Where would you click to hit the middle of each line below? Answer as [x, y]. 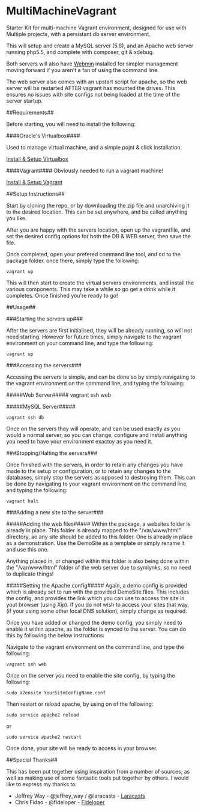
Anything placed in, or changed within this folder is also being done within [97, 561]
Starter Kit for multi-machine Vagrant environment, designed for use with [97, 28]
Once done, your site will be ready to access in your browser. [82, 748]
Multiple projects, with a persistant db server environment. [79, 34]
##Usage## [21, 307]
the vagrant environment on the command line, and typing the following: [95, 383]
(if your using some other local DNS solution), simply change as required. [97, 611]
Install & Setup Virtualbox [37, 159]
